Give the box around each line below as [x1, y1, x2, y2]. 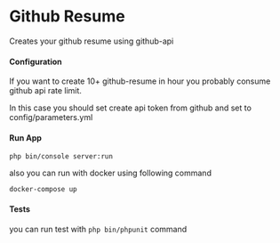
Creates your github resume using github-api [9, 36, 174, 46]
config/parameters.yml [9, 112, 93, 123]
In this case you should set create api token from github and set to [9, 102, 252, 113]
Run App [9, 132, 43, 143]
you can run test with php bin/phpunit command [9, 223, 188, 234]
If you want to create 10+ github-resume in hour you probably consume [9, 76, 271, 86]
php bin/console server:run [9, 152, 114, 161]
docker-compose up [9, 185, 77, 194]
